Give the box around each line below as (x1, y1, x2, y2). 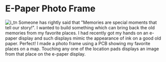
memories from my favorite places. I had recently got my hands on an (5, 30, 148, 36)
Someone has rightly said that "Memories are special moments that (18, 19, 157, 25)
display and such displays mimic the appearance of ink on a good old (18, 35, 161, 41)
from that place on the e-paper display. (5, 51, 86, 57)
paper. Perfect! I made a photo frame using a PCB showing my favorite (5, 40, 150, 46)
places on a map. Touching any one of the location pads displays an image (5, 46, 159, 52)
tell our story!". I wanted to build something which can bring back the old (5, 24, 155, 30)
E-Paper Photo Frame (5, 3, 96, 14)
